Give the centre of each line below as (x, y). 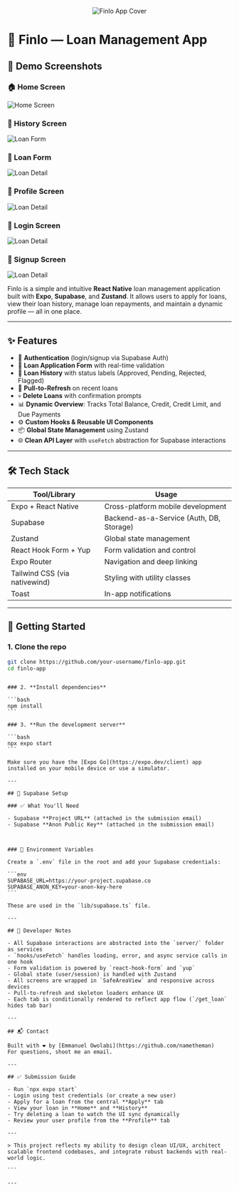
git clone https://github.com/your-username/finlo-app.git (97, 662)
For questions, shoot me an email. (60, 1052)
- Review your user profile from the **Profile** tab (89, 1121)
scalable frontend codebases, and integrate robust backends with (108, 1152)
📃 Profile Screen (36, 191)
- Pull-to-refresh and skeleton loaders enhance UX (85, 993)
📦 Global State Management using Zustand (83, 430)
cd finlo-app (27, 668)
